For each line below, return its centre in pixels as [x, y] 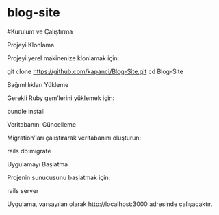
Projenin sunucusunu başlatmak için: [59, 177]
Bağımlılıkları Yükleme [38, 84]
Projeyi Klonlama [31, 45]
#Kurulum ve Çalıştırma [40, 31]
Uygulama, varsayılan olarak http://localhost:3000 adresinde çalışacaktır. [110, 204]
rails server [23, 190]
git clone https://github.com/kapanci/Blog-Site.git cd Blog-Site [95, 71]
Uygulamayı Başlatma [38, 164]
